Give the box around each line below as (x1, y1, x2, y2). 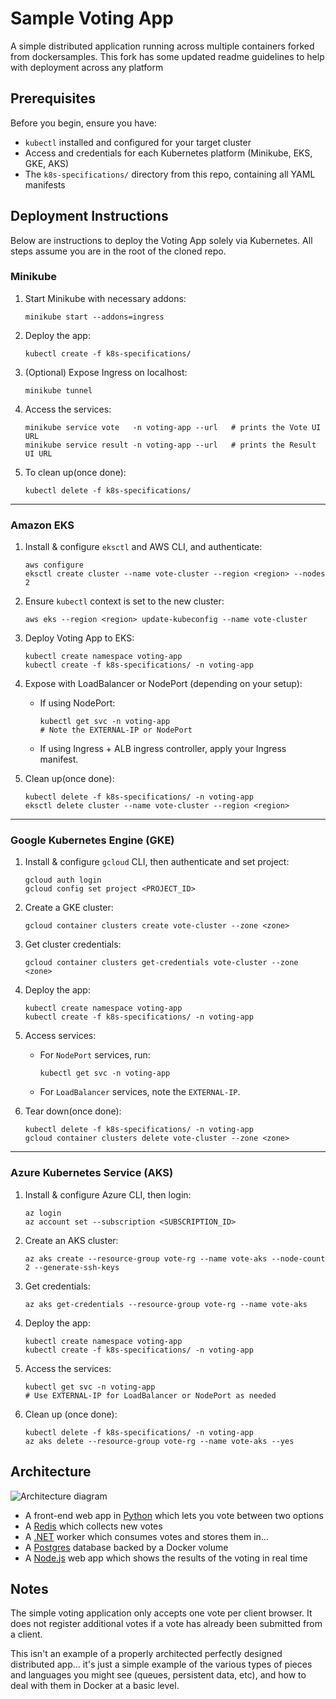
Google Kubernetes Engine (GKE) (10, 833, 175, 847)
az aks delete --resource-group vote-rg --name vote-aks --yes (24, 1436, 295, 1446)
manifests (24, 178, 66, 191)
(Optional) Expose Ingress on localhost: (24, 366, 188, 378)
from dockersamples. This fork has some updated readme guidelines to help (10, 50, 325, 62)
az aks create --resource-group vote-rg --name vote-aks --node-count (24, 1253, 326, 1264)
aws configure (24, 560, 84, 571)
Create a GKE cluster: (24, 902, 114, 914)
